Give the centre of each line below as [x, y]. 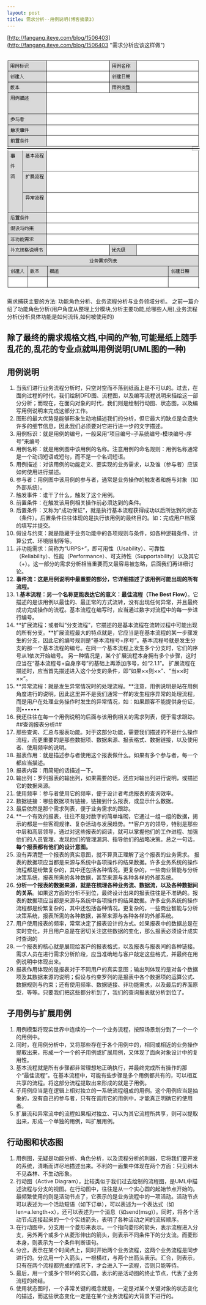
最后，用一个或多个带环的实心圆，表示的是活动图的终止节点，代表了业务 [107, 1273]
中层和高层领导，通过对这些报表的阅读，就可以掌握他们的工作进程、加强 [107, 832]
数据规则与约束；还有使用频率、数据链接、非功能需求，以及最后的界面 [104, 985]
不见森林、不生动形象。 [45, 1173]
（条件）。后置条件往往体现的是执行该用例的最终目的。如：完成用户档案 [105, 518]
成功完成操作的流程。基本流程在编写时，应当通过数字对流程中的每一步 [104, 610]
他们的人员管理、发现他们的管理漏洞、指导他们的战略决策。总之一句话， [107, 839]
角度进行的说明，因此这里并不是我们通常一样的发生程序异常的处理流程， [107, 694]
